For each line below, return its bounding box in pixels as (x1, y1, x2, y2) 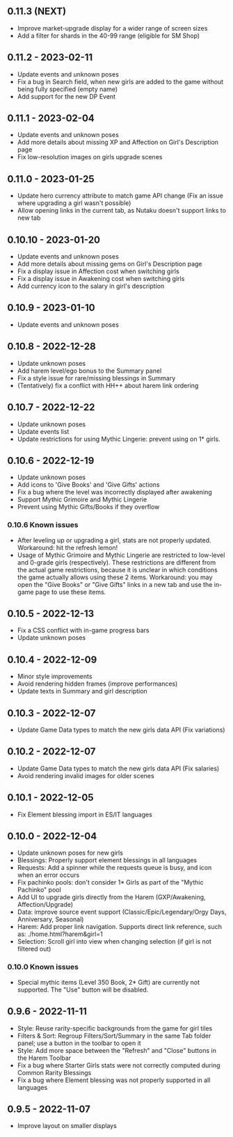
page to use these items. (35, 588, 106, 596)
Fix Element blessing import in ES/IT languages (17, 810, 153, 819)
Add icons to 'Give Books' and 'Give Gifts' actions (17, 481, 160, 489)
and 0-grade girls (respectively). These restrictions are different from (17, 558, 216, 566)
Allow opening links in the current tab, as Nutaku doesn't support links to (17, 207, 226, 215)
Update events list (17, 427, 70, 435)
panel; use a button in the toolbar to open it (17, 1039, 141, 1047)
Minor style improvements (17, 672, 93, 681)
